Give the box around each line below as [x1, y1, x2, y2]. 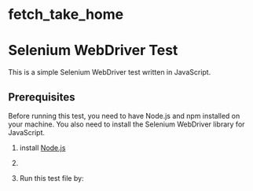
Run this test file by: [19, 173, 84, 182]
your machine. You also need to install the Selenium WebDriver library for [8, 119, 245, 129]
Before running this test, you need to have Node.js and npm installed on [8, 111, 240, 120]
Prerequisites [8, 90, 75, 104]
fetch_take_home [8, 6, 124, 24]
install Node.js [19, 143, 66, 152]
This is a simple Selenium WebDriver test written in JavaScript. [8, 68, 211, 77]
